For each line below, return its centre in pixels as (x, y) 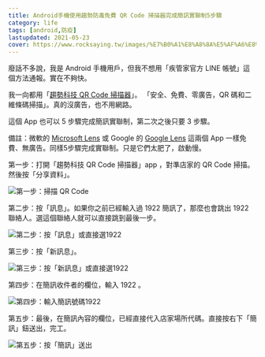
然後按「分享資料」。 (41, 175)
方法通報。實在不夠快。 (53, 78)
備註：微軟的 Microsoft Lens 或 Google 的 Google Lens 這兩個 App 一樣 (124, 138)
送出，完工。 (50, 329)
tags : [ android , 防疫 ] (43, 30)
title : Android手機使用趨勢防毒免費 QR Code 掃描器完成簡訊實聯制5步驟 (115, 15)
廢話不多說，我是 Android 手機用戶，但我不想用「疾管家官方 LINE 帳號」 (126, 69)
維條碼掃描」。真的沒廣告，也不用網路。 (72, 105)
